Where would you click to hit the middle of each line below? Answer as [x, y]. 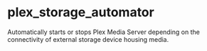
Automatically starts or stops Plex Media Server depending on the [104, 32]
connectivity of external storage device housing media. [88, 39]
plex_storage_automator [81, 12]
